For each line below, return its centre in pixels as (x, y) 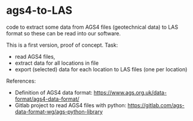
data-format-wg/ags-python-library (59, 111)
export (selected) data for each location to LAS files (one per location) (101, 69)
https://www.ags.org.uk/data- (130, 92)
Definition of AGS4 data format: (53, 92)
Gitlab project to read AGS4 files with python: (71, 105)
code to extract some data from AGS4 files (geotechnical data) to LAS (92, 27)
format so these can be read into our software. (64, 33)
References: (21, 81)
